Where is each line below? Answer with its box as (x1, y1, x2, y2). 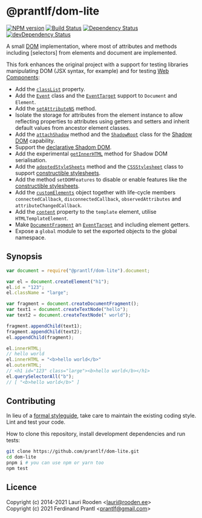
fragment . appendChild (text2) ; (6, 329, 83, 335)
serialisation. (15, 156, 47, 163)
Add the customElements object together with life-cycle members (15, 188, 176, 196)
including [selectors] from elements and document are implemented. (6, 49, 177, 56)
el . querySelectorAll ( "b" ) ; (6, 373, 74, 380)
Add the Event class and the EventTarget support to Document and (15, 92, 177, 99)
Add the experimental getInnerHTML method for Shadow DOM (15, 150, 168, 157)
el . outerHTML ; (6, 363, 42, 369)
